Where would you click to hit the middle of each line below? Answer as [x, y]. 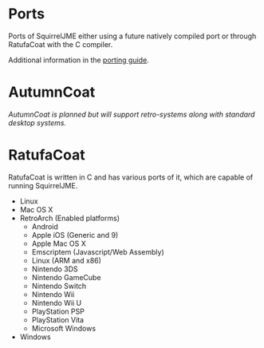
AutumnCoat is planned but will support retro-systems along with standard [132, 114]
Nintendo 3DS [55, 269]
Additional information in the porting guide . [79, 60]
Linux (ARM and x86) [67, 260]
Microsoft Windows [64, 328]
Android [45, 226]
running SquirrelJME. [43, 185]
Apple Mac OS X [59, 243]
